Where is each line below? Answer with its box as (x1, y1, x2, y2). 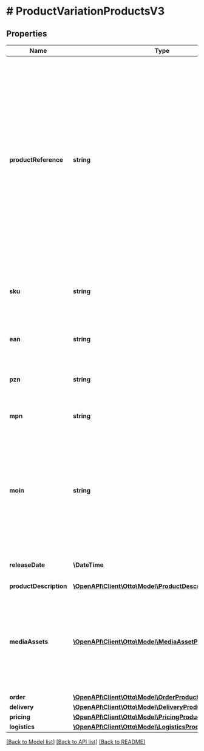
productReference (9, 156, 64, 164)
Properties (6, 29, 47, 39)
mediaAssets (9, 637, 49, 646)
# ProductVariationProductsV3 (6, 4, 165, 18)
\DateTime (72, 561, 104, 569)
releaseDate (9, 561, 46, 569)
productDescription (9, 582, 67, 590)
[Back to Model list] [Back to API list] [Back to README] (6, 738, 146, 746)
